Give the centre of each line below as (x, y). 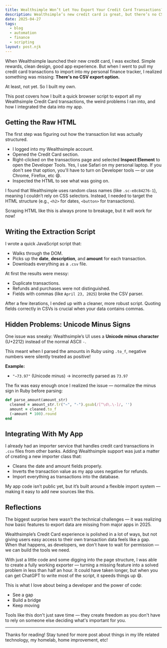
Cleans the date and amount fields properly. (57, 466)
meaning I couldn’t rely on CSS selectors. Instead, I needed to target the (79, 196)
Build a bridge (27, 600)
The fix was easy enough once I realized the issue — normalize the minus (81, 386)
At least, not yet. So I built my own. (41, 86)
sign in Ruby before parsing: (34, 391)
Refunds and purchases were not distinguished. (61, 289)
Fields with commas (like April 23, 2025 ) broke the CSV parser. (78, 294)
